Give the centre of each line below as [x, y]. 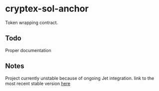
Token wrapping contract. [32, 22]
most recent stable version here [38, 83]
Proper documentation [28, 50]
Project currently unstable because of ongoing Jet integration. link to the [80, 78]
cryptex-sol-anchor [47, 9]
